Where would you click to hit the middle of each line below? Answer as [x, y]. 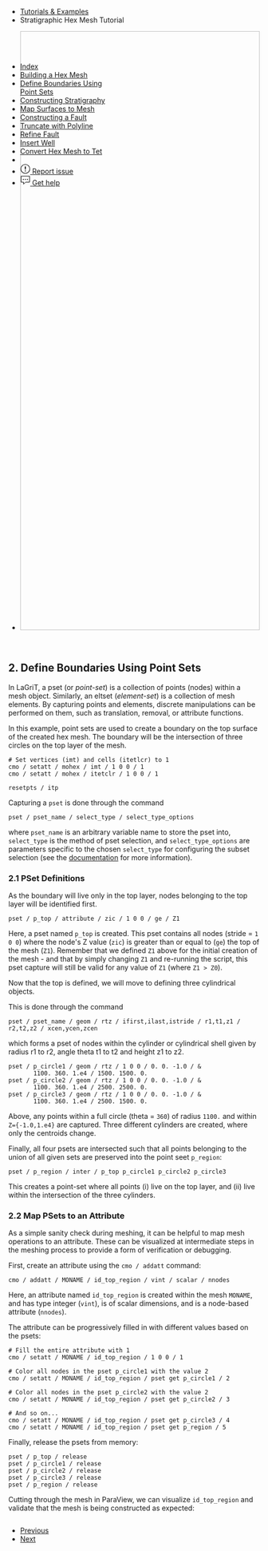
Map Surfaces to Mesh [57, 109]
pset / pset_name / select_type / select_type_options [101, 817]
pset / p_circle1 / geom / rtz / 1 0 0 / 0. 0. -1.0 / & [105, 1067]
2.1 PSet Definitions [47, 878]
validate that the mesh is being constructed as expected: [102, 1508]
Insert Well [37, 143]
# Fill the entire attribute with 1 [69, 1351]
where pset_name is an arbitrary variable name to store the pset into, [120, 832]
